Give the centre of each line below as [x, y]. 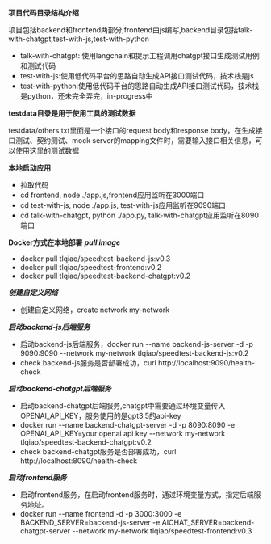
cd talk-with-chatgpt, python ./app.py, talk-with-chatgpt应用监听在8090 [140, 215]
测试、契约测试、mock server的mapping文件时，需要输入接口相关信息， [135, 140]
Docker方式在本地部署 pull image [65, 242]
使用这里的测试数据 [47, 150]
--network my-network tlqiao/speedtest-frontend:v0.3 [162, 531]
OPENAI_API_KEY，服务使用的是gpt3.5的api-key [100, 416]
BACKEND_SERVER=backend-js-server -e [90, 522]
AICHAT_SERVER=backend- [208, 522]
